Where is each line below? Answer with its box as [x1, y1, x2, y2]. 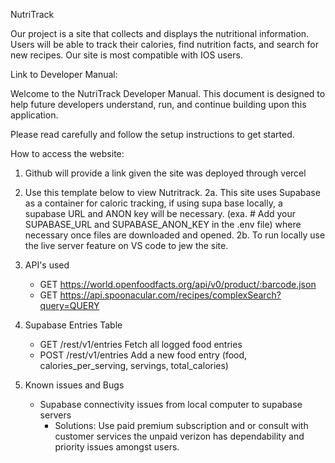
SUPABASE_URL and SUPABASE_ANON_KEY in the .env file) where [24, 219, 302, 230]
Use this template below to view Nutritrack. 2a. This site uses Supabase [24, 187, 321, 198]
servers [39, 409, 72, 421]
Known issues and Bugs [24, 379, 125, 391]
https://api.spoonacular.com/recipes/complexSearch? [59, 289, 282, 301]
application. [10, 109, 59, 121]
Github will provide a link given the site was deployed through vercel [24, 167, 307, 179]
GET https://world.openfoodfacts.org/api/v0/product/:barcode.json [39, 279, 317, 290]
